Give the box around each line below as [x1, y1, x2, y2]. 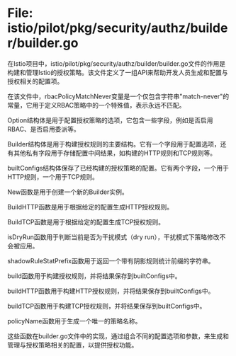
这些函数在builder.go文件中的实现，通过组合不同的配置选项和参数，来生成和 [7, 331, 229, 340]
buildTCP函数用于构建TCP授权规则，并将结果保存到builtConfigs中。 [7, 302, 206, 310]
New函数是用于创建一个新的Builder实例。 [7, 188, 129, 196]
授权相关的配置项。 [7, 76, 64, 86]
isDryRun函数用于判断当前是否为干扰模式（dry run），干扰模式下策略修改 [7, 232, 220, 241]
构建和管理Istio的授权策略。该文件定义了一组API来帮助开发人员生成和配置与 [7, 68, 228, 76]
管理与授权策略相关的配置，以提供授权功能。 [7, 340, 138, 349]
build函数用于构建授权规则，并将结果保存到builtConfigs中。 [7, 271, 182, 280]
